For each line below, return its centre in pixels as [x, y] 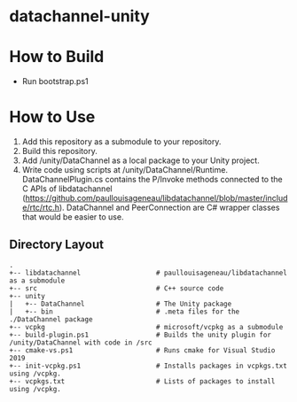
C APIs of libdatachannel [67, 189]
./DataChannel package [51, 319]
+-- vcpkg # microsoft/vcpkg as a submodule [146, 327]
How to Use [52, 117]
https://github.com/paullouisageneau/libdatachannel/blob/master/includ [156, 198]
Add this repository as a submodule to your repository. [121, 142]
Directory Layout [57, 245]
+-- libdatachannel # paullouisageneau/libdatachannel [148, 273]
